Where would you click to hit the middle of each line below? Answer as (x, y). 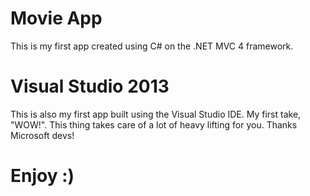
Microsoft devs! (42, 135)
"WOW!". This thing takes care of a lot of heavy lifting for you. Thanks (154, 124)
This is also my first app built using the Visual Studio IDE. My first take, (156, 114)
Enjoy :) (42, 176)
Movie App (56, 18)
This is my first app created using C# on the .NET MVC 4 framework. (152, 46)
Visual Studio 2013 (90, 86)
